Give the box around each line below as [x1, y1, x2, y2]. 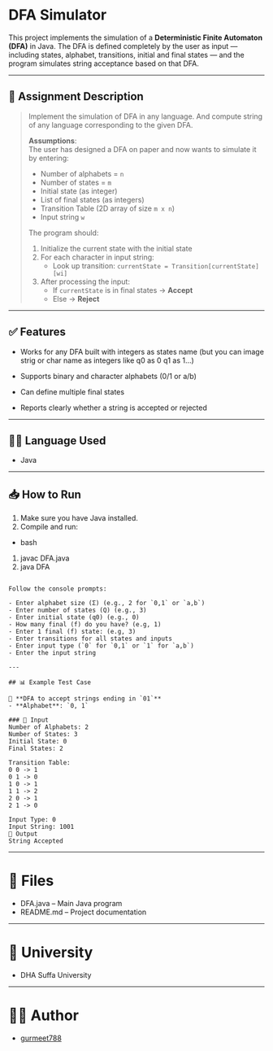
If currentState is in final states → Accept [52, 285, 193, 294]
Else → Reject [52, 294, 100, 303]
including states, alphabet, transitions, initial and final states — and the [8, 50, 245, 59]
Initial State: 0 [8, 738, 67, 746]
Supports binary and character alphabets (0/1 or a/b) [19, 371, 197, 381]
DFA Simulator [8, 6, 107, 24]
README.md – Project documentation [19, 907, 147, 917]
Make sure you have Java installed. [19, 513, 138, 523]
